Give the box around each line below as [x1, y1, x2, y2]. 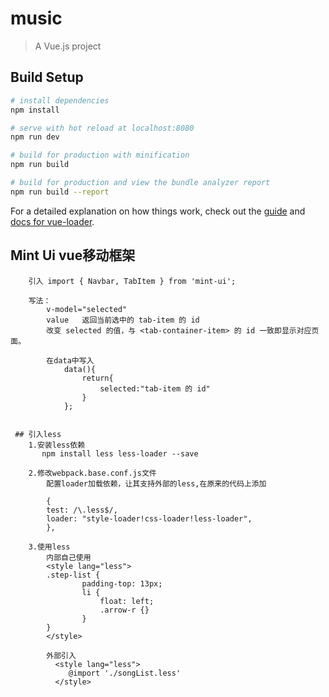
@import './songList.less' [68, 668, 182, 678]
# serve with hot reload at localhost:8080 [10, 123, 195, 133]
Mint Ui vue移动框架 [10, 247, 136, 264]
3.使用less [28, 542, 71, 552]
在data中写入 [46, 355, 95, 366]
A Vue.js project [34, 40, 102, 52]
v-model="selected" [46, 304, 128, 314]
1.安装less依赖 [28, 440, 86, 450]
